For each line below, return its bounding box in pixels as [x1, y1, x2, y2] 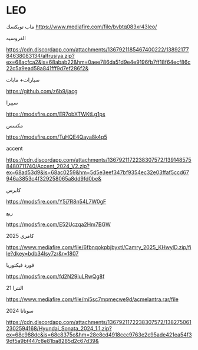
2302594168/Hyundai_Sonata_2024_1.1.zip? [6, 325, 112, 332]
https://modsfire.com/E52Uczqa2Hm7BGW [6, 221, 111, 228]
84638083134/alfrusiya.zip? [6, 52, 75, 59]
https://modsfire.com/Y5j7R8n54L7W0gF [6, 198, 107, 205]
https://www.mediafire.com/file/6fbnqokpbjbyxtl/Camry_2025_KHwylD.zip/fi [6, 243, 192, 251]
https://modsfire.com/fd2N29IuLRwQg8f [6, 273, 105, 280]
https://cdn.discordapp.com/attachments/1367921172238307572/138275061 [6, 318, 192, 325]
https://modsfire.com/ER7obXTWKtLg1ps [6, 110, 105, 117]
